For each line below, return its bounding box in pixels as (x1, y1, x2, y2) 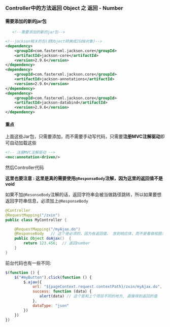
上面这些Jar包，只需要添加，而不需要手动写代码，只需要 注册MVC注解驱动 (5, 134, 161, 140)
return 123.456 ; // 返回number (23, 241, 90, 246)
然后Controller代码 (5, 164, 44, 171)
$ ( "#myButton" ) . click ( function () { (14, 275, 92, 280)
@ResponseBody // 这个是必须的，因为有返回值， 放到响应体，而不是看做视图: (14, 231, 164, 237)
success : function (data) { (32, 289, 92, 294)
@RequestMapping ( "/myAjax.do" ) (14, 226, 81, 232)
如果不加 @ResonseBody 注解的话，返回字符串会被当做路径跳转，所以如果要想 (5, 191, 161, 198)
